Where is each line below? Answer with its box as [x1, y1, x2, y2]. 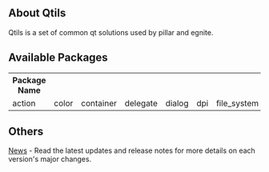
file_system [215, 98, 259, 109]
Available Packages [8, 51, 108, 65]
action [12, 98, 36, 109]
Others [8, 125, 44, 138]
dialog [165, 98, 189, 109]
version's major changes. [8, 154, 92, 164]
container [81, 98, 118, 109]
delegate [124, 98, 159, 109]
